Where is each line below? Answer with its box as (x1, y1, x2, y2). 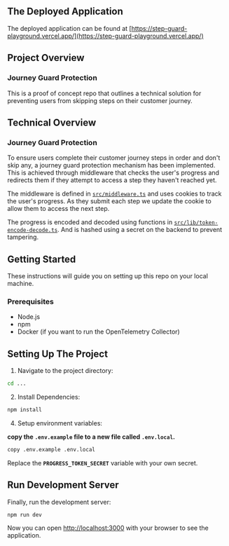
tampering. (7, 233, 39, 241)
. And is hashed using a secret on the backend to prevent (57, 226, 223, 234)
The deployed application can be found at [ (7, 24, 132, 32)
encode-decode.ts (7, 227, 58, 234)
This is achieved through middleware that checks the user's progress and (7, 168, 219, 177)
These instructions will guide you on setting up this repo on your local (7, 272, 209, 280)
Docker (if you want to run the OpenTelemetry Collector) (17, 327, 180, 336)
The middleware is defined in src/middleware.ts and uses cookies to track (7, 189, 222, 198)
